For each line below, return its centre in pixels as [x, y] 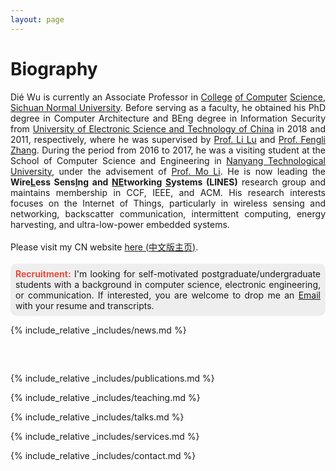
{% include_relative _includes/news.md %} [98, 330]
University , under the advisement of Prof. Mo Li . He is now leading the [168, 171]
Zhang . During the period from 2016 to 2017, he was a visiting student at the [168, 150]
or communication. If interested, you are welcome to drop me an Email [168, 295]
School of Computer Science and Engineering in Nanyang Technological [168, 160]
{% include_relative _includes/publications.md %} [112, 378]
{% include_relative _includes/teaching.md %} [105, 397]
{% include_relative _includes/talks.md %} [97, 417]
